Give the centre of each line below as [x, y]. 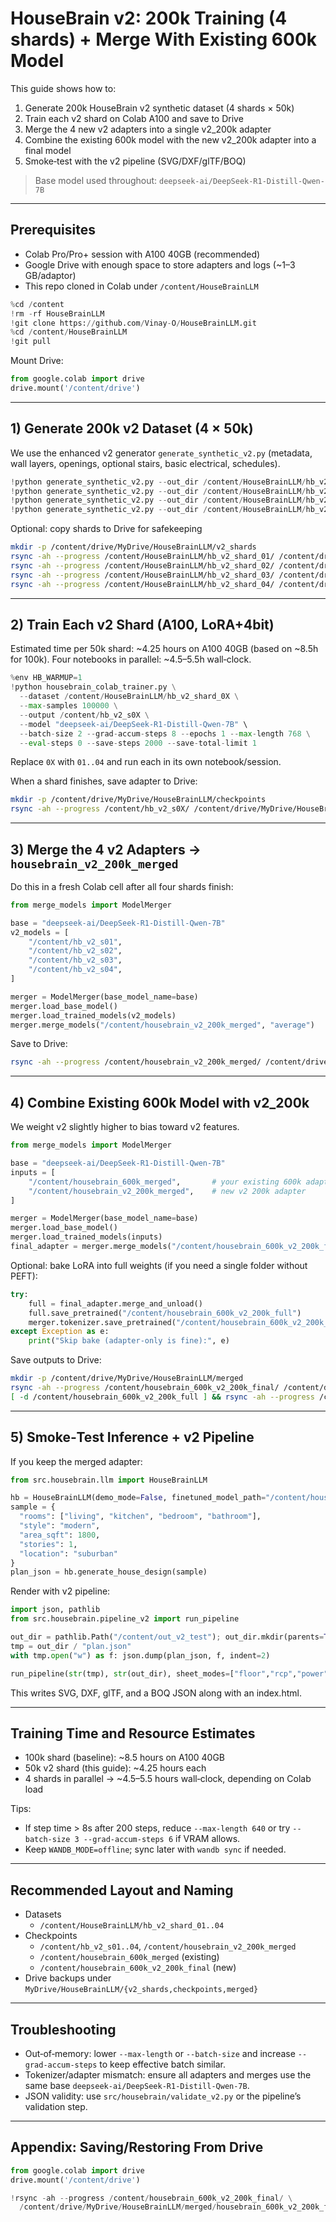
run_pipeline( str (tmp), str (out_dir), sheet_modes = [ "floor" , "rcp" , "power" [169, 1673]
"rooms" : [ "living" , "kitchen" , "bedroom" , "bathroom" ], [140, 1517]
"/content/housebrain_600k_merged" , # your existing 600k [165, 1182]
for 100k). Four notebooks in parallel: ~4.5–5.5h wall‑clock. [131, 659]
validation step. [56, 2106]
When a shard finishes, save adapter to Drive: [104, 781]
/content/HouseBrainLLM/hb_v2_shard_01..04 [132, 1926]
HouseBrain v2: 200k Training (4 [149, 18]
